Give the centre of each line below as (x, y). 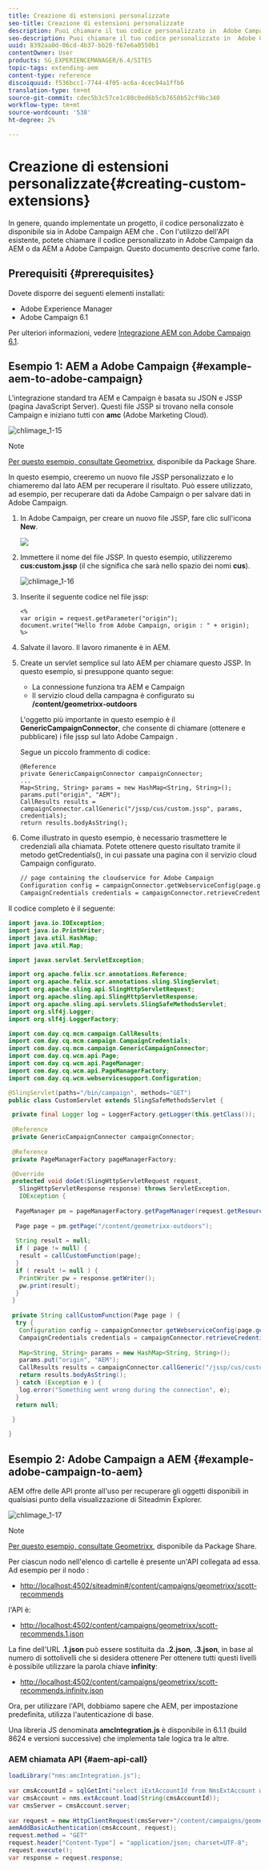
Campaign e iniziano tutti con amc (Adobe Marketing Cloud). (108, 415)
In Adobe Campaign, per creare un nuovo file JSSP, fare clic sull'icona (136, 519)
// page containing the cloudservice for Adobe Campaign (117, 878)
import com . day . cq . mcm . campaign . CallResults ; (85, 1034)
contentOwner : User (41, 53)
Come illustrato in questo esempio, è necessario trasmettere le (123, 838)
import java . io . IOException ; (57, 923)
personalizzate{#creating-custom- (127, 184)
